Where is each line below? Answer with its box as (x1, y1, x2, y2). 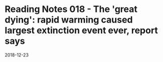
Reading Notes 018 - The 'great (5, 3, 138, 15)
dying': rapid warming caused (5, 14, 133, 25)
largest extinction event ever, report (5, 25, 158, 36)
